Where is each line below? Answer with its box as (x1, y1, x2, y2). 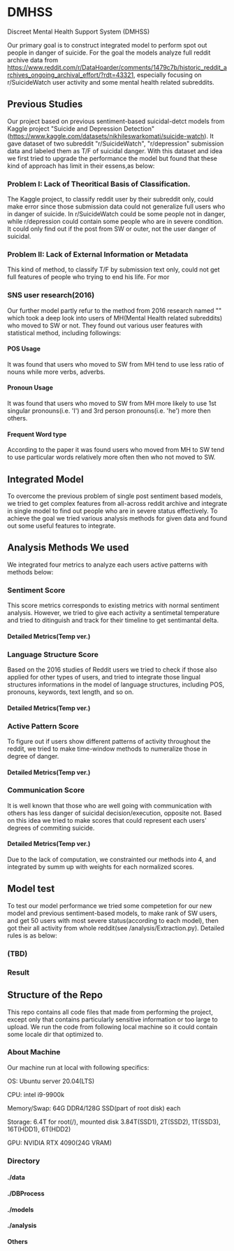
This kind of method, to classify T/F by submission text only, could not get (7, 265, 220, 274)
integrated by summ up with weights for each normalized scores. (7, 863, 194, 871)
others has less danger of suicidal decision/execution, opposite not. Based (7, 809, 222, 817)
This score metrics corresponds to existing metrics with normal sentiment (7, 601, 219, 609)
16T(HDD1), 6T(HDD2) (7, 1124, 71, 1133)
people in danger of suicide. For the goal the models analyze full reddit (7, 48, 211, 57)
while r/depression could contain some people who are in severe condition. (7, 218, 224, 226)
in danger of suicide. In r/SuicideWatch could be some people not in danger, (7, 210, 226, 218)
